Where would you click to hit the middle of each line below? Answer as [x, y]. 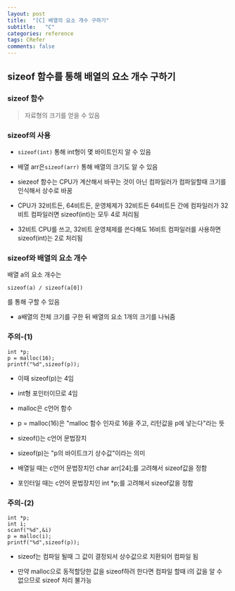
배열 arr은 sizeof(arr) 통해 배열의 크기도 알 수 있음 [88, 167]
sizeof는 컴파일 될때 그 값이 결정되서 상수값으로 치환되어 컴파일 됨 [108, 556]
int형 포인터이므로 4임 [47, 393]
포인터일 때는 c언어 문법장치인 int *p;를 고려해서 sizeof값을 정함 [105, 483]
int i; [17, 524]
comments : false [31, 46]
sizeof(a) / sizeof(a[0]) [45, 288]
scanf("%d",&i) [30, 530]
